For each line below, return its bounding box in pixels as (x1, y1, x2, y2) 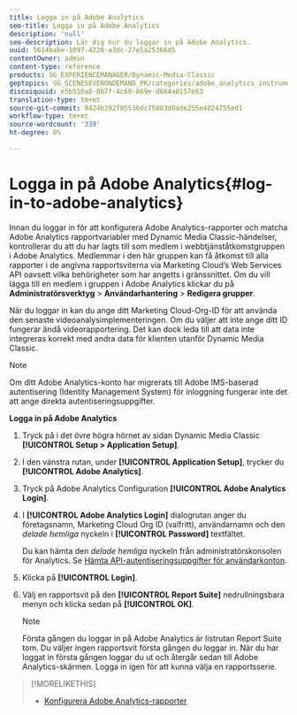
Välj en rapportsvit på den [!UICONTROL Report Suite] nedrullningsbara (21, 589, 285, 600)
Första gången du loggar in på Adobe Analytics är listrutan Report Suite (21, 633, 282, 643)
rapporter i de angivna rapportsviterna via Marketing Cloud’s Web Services (9, 259, 282, 270)
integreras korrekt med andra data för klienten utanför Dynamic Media (9, 333, 264, 343)
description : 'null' (9, 29, 86, 38)
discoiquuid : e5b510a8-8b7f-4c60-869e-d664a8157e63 (9, 87, 203, 96)
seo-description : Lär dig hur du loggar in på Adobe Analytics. (9, 37, 251, 47)
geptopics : (9, 79, 49, 88)
